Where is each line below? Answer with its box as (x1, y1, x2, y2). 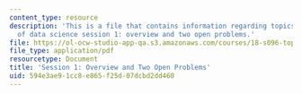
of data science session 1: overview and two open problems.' (17, 30, 255, 38)
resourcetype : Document (9, 55, 99, 64)
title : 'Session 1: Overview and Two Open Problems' (9, 64, 211, 73)
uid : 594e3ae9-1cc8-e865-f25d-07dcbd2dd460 (9, 72, 175, 81)
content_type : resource (9, 13, 99, 22)
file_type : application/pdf (9, 47, 115, 56)
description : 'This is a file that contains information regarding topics (9, 21, 296, 30)
